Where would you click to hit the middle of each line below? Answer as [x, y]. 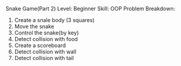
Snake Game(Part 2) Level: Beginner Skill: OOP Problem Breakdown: [91, 9]
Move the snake [34, 26]
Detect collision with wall [45, 52]
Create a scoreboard [40, 45]
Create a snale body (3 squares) [54, 20]
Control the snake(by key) [46, 33]
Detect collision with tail [44, 58]
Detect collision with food [46, 39]
